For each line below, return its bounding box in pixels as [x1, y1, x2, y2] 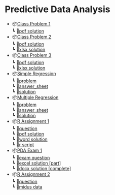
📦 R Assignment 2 [12, 171, 50, 177]
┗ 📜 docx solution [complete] [12, 165, 71, 171]
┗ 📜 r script [12, 141, 34, 148]
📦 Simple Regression [12, 70, 56, 77]
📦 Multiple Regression [12, 94, 59, 100]
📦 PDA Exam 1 [12, 147, 43, 153]
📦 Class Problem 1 [12, 20, 51, 26]
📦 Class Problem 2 [12, 34, 52, 40]
